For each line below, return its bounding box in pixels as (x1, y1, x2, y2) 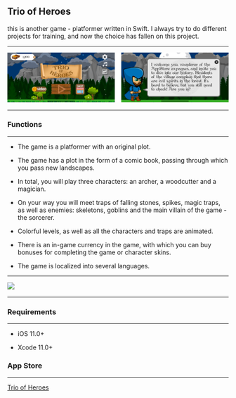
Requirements (7, 306, 57, 316)
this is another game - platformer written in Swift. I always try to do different (7, 24, 227, 32)
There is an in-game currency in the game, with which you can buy (17, 240, 212, 249)
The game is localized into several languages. (17, 261, 150, 270)
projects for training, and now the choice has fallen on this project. (7, 32, 199, 40)
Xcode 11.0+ (17, 343, 53, 352)
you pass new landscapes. (17, 163, 95, 172)
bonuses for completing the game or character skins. (17, 248, 171, 256)
